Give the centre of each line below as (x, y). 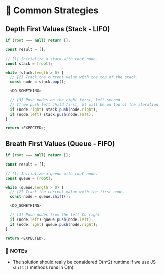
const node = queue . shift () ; (40, 197)
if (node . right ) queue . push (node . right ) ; (54, 224)
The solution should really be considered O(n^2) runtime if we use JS (84, 262)
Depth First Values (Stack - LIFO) (58, 29)
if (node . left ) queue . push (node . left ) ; (52, 219)
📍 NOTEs (16, 251)
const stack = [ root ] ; (29, 63)
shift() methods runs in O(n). (44, 267)
